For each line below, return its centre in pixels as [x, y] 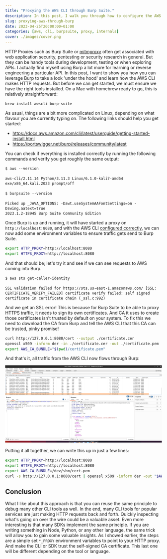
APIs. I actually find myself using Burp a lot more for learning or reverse [78, 68]
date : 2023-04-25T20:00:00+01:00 [40, 26]
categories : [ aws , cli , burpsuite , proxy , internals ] [62, 32]
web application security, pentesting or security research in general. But [79, 57]
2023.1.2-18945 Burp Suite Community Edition [53, 213]
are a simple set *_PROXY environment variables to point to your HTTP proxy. [83, 541]
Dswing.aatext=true [25, 208]
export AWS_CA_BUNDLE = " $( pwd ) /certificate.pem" [55, 349]
